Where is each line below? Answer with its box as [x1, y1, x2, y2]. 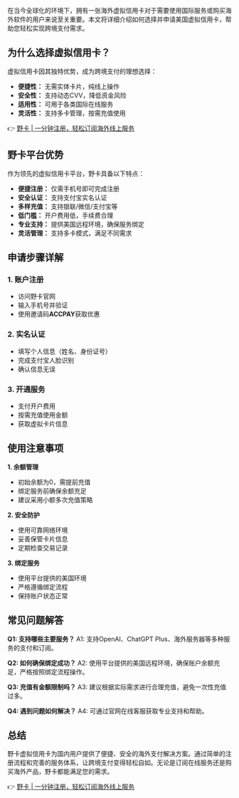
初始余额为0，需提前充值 [17, 477, 91, 486]
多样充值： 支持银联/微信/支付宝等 [17, 202, 118, 211]
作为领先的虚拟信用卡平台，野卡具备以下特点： [7, 169, 144, 178]
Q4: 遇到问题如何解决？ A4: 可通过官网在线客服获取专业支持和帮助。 [7, 706, 208, 715]
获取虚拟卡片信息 [17, 419, 68, 428]
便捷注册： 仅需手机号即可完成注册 [17, 184, 119, 193]
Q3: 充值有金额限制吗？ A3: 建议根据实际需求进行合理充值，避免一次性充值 [7, 682, 227, 691]
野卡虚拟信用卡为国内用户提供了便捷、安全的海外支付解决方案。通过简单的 [7, 750, 225, 758]
